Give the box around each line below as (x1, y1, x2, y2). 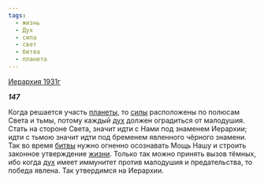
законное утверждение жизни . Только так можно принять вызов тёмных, (8, 148, 256, 158)
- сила (15, 33, 37, 42)
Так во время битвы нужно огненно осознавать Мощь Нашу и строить (8, 141, 247, 150)
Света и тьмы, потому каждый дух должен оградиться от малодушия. (8, 115, 246, 125)
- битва (15, 48, 41, 56)
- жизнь (15, 19, 41, 27)
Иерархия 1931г (8, 76, 61, 86)
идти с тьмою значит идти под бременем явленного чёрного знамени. (8, 132, 247, 141)
